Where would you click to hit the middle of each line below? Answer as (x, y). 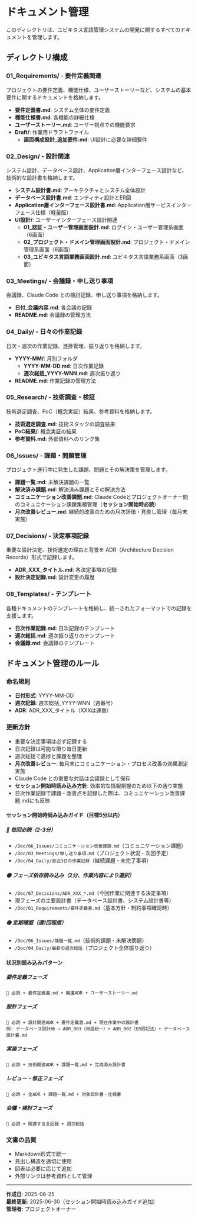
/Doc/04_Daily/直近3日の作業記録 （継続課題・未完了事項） (83, 861)
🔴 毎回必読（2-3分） (31, 830)
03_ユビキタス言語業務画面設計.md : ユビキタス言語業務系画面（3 (103, 257)
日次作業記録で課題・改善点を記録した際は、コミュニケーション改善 (97, 793)
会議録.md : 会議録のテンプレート (55, 643)
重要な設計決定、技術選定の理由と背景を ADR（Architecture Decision (90, 550)
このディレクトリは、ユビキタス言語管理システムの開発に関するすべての (93, 30)
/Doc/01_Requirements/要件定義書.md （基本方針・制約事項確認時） (93, 908)
